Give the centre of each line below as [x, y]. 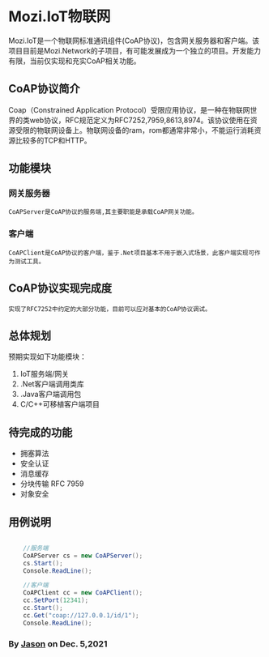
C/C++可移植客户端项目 [60, 404]
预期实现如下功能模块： [47, 356]
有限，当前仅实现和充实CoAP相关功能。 [75, 61]
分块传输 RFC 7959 [52, 484]
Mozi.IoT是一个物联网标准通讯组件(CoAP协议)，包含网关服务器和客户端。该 [134, 41]
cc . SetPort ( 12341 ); [56, 600]
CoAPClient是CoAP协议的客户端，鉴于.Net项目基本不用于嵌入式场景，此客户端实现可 [132, 253]
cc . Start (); [43, 608]
